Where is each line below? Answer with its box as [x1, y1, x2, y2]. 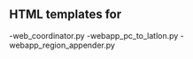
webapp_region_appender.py [9, 40, 115, 50]
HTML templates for [9, 7, 122, 22]
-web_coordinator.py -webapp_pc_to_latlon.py [9, 30, 179, 41]
